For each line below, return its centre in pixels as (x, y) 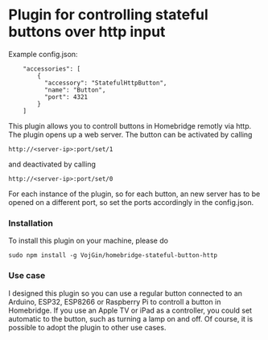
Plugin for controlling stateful (109, 15)
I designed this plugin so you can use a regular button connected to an (126, 293)
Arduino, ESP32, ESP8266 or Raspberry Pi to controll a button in (115, 301)
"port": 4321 (66, 97)
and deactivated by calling (52, 164)
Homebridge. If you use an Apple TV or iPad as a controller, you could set (130, 310)
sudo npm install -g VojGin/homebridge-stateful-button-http (113, 256)
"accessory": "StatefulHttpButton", (105, 83)
